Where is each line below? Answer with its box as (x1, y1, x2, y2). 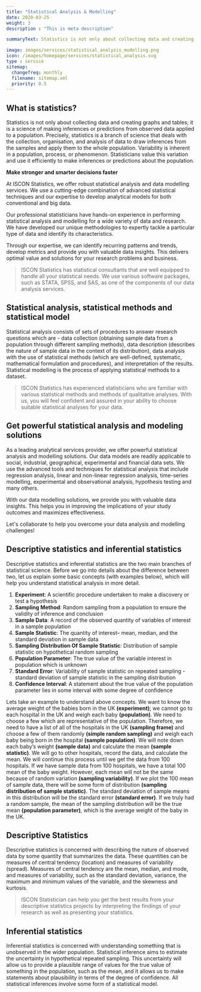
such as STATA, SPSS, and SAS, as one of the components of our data (20, 279, 194, 286)
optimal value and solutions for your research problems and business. (6, 254, 178, 262)
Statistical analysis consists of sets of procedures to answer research (6, 328, 178, 335)
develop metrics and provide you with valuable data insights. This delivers (6, 248, 189, 256)
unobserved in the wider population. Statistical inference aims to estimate (6, 949, 188, 956)
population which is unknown (14, 661, 87, 668)
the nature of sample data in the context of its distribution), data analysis (6, 347, 185, 354)
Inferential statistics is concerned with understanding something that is (6, 942, 181, 949)
